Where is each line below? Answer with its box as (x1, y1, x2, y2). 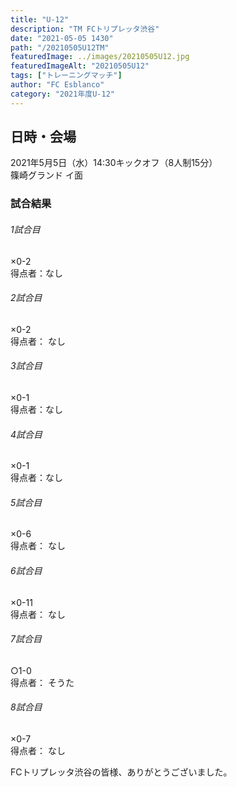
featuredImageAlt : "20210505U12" (10, 61, 150, 71)
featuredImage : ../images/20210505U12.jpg (10, 52, 190, 62)
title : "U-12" (10, 14, 70, 25)
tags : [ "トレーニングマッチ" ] (10, 71, 123, 81)
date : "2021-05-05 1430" (10, 33, 114, 43)
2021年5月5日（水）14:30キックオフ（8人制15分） (10, 157, 218, 169)
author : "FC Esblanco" (10, 80, 105, 90)
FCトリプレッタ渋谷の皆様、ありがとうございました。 (10, 766, 233, 778)
